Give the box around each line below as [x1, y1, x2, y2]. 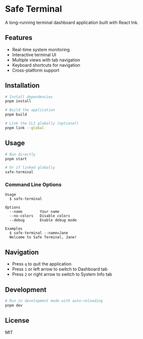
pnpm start [5, 156, 27, 161]
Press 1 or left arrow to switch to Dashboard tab [12, 266, 108, 272]
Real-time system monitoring [12, 46, 70, 52]
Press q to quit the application [12, 261, 72, 267]
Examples [5, 226, 23, 231]
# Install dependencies [5, 94, 53, 99]
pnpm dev [5, 303, 23, 308]
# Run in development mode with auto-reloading [5, 299, 103, 303]
